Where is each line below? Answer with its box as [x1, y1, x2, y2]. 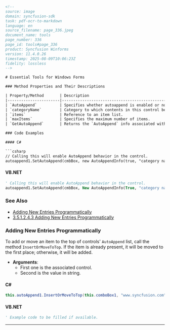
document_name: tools [5, 32, 51, 38]
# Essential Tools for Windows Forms [5, 75, 85, 80]
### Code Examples [5, 130, 44, 136]
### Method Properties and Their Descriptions [5, 84, 105, 89]
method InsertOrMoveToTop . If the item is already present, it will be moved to [5, 244, 163, 250]
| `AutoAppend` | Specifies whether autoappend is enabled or [5, 103, 159, 108]
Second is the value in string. [20, 270, 81, 276]
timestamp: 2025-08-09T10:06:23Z [5, 56, 76, 61]
